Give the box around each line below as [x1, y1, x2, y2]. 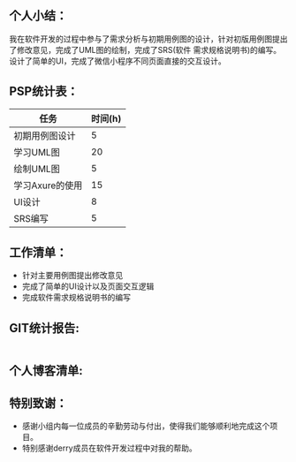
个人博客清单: [9, 363, 84, 378]
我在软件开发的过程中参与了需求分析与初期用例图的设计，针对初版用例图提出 [9, 34, 288, 44]
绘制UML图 [13, 163, 60, 175]
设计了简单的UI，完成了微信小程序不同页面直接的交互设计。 [9, 56, 227, 66]
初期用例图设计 [13, 129, 77, 141]
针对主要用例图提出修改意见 [21, 270, 124, 281]
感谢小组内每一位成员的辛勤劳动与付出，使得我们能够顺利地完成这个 [21, 420, 270, 431]
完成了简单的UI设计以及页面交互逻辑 [21, 281, 155, 292]
